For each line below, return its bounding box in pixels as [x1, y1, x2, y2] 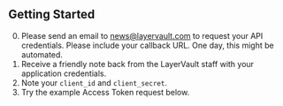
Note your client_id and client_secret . [20, 77, 167, 87]
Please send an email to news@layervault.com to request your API [20, 30, 264, 41]
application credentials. [20, 68, 107, 79]
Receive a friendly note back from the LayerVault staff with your [20, 58, 254, 69]
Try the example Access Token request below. [20, 87, 190, 97]
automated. [20, 49, 64, 60]
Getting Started [8, 7, 96, 22]
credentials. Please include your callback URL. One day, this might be [20, 40, 275, 50]
